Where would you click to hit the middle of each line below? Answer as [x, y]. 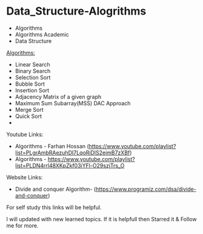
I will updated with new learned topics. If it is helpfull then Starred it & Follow [101, 219]
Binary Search [33, 71]
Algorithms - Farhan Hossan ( [52, 146]
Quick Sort [28, 116]
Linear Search [32, 64]
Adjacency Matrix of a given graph [58, 97]
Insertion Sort [32, 90]
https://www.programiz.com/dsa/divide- [146, 189]
